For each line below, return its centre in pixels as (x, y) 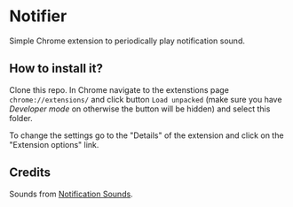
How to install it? (56, 69)
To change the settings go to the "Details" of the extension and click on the (146, 135)
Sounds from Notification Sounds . (71, 194)
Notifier (38, 16)
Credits (30, 173)
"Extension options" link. (54, 144)
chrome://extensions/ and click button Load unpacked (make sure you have (146, 99)
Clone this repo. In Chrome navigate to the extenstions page (119, 89)
